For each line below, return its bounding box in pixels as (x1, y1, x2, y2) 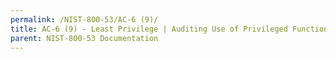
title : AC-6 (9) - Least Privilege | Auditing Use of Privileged (10, 24, 288, 34)
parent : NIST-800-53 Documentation (10, 33, 159, 43)
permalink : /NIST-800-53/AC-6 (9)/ (10, 14, 159, 25)
